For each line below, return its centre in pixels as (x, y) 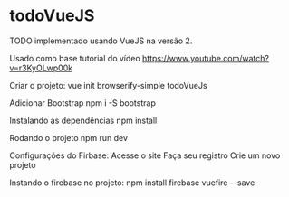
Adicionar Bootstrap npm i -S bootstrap (82, 103)
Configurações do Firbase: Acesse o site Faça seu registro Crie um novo (145, 155)
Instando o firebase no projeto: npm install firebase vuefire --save (132, 183)
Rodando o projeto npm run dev (69, 137)
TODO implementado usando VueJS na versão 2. (101, 41)
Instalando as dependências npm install (83, 120)
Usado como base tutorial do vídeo (75, 58)
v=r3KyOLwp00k (41, 68)
